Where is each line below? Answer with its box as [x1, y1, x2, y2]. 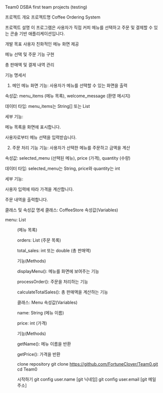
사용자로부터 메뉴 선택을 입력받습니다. [5, 134, 77, 140]
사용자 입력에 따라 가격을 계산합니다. [5, 186, 74, 192]
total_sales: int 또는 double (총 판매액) [17, 248, 91, 253]
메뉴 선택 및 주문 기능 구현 [5, 51, 54, 57]
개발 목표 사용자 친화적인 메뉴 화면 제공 [5, 41, 79, 47]
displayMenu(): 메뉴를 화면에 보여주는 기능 [17, 269, 99, 274]
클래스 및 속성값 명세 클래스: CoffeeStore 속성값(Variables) [5, 207, 118, 213]
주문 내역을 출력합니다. [5, 197, 48, 202]
